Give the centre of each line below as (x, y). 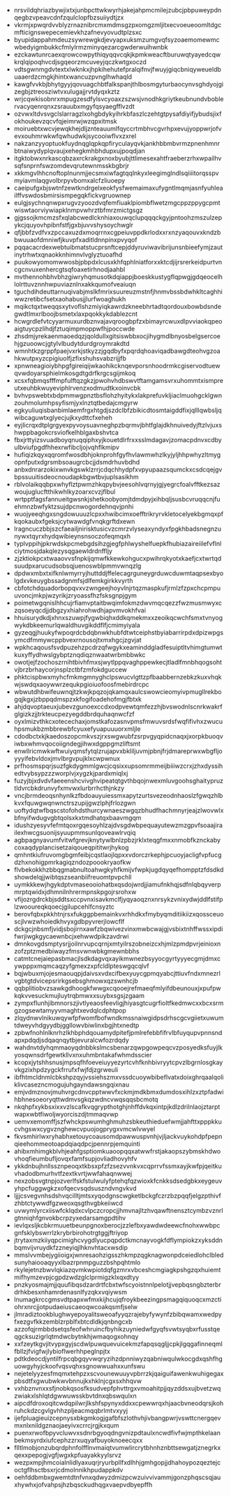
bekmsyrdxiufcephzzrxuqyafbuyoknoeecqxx (78, 1440)
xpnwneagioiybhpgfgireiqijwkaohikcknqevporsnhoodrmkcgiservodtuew (117, 366)
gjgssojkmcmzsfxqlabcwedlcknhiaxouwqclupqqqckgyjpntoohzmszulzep (118, 218)
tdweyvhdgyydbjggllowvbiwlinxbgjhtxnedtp (76, 1025)
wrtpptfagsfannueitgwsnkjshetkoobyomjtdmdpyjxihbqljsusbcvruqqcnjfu (117, 499)
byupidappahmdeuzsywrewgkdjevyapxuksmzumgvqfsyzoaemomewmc (117, 40)
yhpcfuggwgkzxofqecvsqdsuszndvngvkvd (75, 1188)
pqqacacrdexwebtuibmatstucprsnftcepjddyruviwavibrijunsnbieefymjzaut (118, 247)
